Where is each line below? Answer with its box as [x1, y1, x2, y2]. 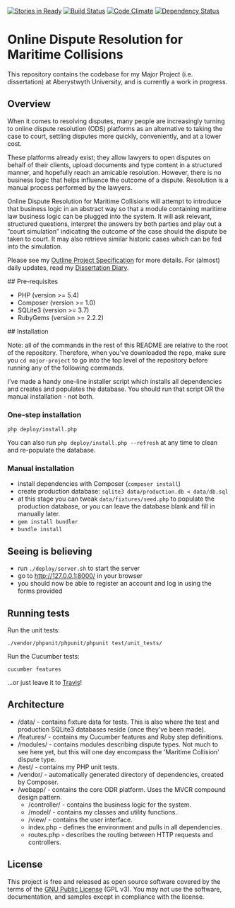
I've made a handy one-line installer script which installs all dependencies [7, 377, 222, 385]
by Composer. [17, 778, 59, 786]
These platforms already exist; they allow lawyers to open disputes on [7, 153, 210, 161]
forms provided [17, 586, 63, 595]
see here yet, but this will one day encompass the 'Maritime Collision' [17, 747, 220, 756]
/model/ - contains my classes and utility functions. [28, 807, 178, 816]
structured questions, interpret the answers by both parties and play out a [7, 220, 222, 228]
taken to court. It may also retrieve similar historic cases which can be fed [7, 234, 222, 243]
